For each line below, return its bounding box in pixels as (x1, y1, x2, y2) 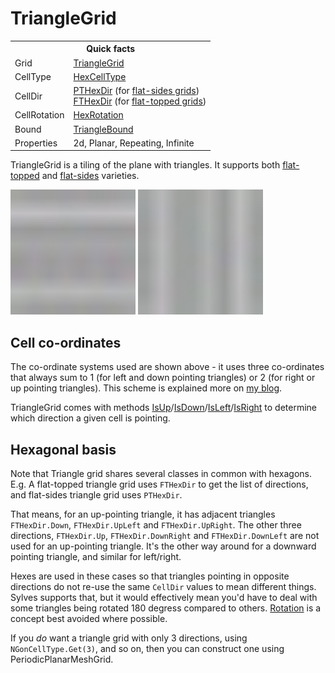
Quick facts (86, 43, 136, 55)
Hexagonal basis (10, 441, 117, 458)
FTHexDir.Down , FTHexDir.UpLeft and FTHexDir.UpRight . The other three (10, 519, 302, 531)
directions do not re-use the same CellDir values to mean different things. (10, 581, 317, 593)
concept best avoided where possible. (10, 613, 168, 625)
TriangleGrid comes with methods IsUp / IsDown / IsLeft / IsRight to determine (10, 402, 317, 414)
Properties (14, 137, 58, 149)
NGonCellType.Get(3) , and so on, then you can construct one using (10, 643, 285, 655)
